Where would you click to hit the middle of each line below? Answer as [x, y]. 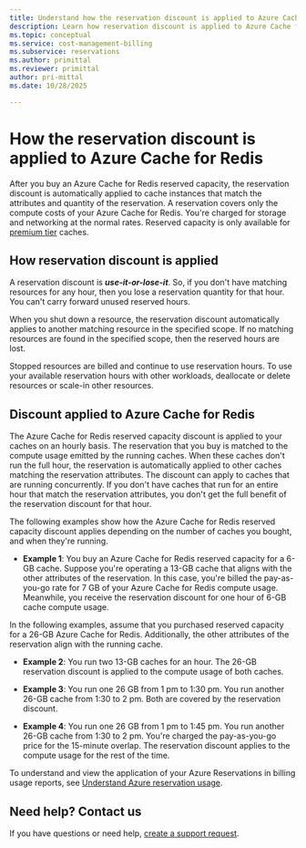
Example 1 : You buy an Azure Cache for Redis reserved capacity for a [153, 559]
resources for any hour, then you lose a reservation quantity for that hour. [147, 292]
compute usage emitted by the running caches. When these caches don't [147, 456]
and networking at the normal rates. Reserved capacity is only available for [150, 222]
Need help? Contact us [76, 811]
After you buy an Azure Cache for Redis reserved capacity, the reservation [149, 183]
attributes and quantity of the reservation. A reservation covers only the [144, 202]
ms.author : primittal [51, 60]
